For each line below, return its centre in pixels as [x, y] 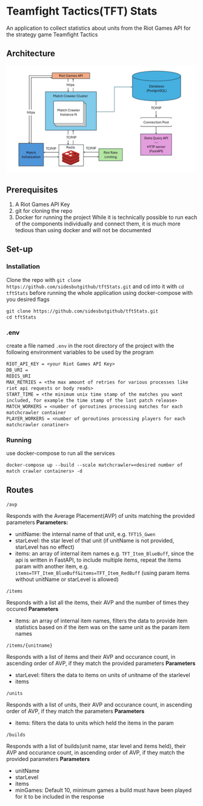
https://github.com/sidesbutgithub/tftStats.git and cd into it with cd [95, 286]
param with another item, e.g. [52, 567]
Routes [20, 490]
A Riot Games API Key [42, 204]
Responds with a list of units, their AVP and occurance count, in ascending [99, 705]
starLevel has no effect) [45, 547]
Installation [23, 267]
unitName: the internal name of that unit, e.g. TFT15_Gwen [85, 534]
